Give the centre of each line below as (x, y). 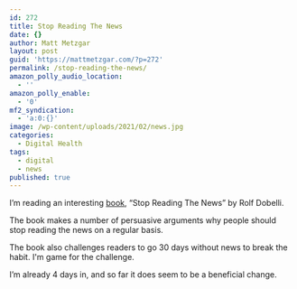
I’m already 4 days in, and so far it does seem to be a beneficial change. (143, 275)
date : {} (26, 34)
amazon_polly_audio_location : (66, 77)
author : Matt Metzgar (50, 43)
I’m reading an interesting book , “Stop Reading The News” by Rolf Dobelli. (147, 203)
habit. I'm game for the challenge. (72, 257)
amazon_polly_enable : (50, 93)
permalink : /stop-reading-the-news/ (78, 69)
